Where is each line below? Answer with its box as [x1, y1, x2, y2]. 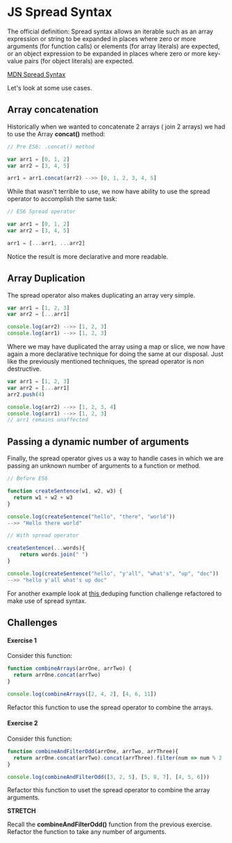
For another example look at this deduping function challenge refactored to [7, 589, 222, 597]
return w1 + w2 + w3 [13, 494, 73, 501]
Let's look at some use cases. [7, 83, 92, 92]
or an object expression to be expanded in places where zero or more [7, 49, 207, 58]
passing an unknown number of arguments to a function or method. [7, 462, 201, 470]
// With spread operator [7, 532, 79, 539]
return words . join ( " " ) [19, 551, 89, 559]
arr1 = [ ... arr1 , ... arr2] [7, 239, 85, 247]
